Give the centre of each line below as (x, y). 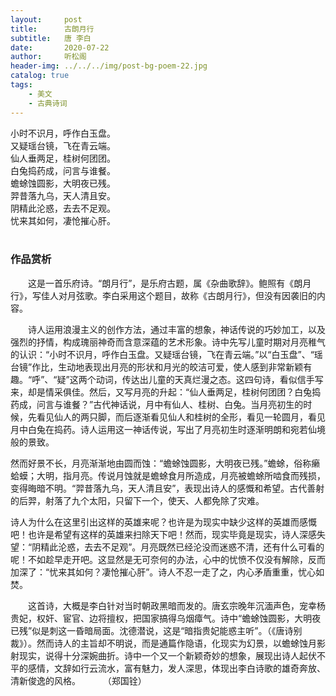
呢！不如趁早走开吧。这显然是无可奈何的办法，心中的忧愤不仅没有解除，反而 (168, 559)
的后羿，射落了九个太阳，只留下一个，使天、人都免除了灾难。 (137, 500)
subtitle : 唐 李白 (51, 38)
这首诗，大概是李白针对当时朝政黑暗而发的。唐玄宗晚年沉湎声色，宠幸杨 (176, 605)
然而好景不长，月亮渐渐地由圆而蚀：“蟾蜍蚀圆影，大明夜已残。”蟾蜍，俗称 (161, 463)
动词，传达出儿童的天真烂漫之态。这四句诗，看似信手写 (209, 379)
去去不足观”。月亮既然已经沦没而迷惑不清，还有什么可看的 (204, 547)
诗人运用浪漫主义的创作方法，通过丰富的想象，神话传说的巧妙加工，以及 (176, 329)
